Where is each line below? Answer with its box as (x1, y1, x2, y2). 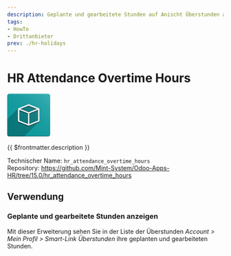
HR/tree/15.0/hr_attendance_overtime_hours (7, 172, 132, 180)
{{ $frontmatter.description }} (7, 143, 91, 152)
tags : (7, 18, 23, 25)
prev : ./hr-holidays (7, 40, 67, 47)
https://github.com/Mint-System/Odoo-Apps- (41, 164, 170, 172)
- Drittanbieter (7, 33, 54, 40)
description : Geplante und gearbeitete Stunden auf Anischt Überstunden (7, 11, 220, 18)
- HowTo (7, 25, 30, 32)
